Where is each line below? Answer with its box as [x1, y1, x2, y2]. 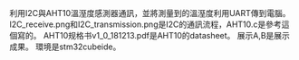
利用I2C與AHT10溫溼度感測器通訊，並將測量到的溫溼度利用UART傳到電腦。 [9, 8, 292, 18]
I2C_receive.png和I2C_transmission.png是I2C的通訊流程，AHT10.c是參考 [9, 19, 283, 30]
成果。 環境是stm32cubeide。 [9, 41, 121, 52]
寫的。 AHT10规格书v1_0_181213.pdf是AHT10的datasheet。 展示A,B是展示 [16, 30, 290, 40]
